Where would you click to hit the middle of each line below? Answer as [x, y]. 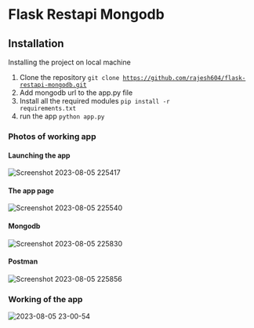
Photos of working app [52, 137]
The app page [31, 191]
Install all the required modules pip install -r [94, 101]
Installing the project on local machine [69, 62]
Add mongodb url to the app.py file [76, 93]
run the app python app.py [62, 116]
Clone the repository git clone [69, 77]
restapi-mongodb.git [53, 85]
